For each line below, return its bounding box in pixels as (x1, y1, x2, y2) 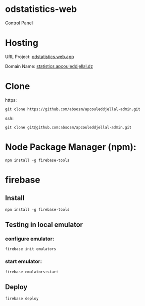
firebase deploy (5, 296, 39, 301)
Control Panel (5, 20, 33, 26)
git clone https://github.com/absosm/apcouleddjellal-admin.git (5, 107, 141, 112)
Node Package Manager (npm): (5, 141, 137, 152)
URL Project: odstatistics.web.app (5, 54, 74, 60)
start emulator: (5, 258, 42, 265)
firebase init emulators (5, 246, 56, 251)
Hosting (5, 37, 39, 49)
